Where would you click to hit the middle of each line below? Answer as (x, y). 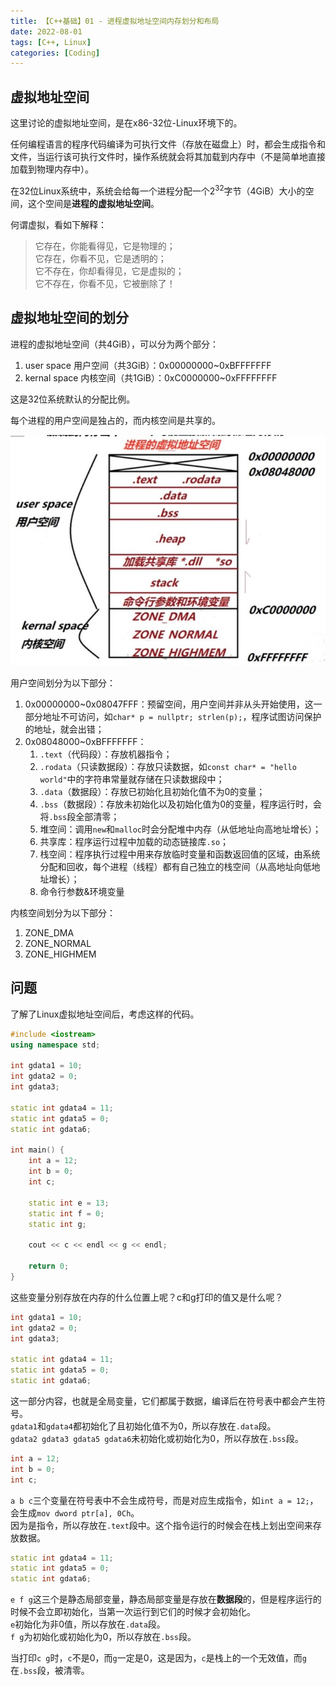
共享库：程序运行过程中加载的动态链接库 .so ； (134, 842)
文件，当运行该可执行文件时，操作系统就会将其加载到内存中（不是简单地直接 (168, 157)
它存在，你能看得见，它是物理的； (105, 246)
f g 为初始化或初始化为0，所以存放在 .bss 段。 (103, 1637)
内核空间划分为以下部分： (63, 913)
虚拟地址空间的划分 (69, 318)
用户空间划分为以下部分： (63, 683)
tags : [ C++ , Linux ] (51, 42)
